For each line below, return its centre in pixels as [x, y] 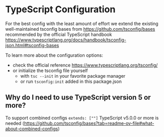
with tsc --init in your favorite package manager [73, 76]
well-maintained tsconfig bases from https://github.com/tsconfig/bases [80, 29]
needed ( [15, 123]
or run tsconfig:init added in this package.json [71, 81]
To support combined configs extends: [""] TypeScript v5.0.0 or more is [82, 118]
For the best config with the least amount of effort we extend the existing [82, 24]
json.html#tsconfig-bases [32, 45]
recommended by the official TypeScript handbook [59, 34]
